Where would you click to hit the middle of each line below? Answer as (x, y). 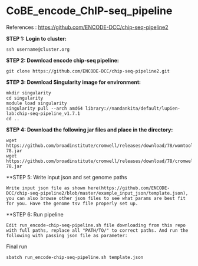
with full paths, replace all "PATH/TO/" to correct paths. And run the (97, 230)
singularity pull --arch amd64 (44, 108)
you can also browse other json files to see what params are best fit (96, 198)
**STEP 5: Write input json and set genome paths (67, 177)
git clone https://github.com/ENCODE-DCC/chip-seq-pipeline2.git (88, 71)
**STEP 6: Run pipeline (35, 214)
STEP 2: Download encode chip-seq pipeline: (62, 60)
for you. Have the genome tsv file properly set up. (72, 203)
